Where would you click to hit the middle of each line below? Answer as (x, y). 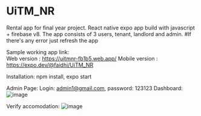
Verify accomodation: (33, 106)
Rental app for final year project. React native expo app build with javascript (100, 28)
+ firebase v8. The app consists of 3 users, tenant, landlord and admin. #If (99, 34)
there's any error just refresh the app (52, 40)
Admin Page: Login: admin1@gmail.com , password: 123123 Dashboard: (94, 88)
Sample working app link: (38, 52)
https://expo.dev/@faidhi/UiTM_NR (50, 65)
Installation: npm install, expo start (49, 76)
